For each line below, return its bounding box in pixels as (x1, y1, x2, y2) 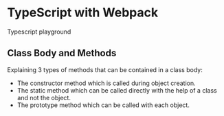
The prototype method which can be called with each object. (16, 101, 190, 109)
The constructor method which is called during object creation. (16, 79, 196, 87)
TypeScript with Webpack (7, 5, 159, 21)
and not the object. (16, 93, 71, 102)
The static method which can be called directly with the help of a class (16, 86, 218, 94)
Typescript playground (7, 27, 71, 36)
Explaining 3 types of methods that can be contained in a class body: (7, 65, 203, 73)
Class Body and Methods (7, 47, 117, 59)
